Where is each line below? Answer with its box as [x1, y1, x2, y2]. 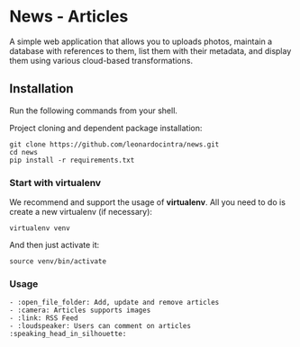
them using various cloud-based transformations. [9, 55, 194, 66]
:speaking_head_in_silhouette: [9, 330, 127, 339]
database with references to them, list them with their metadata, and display [9, 45, 292, 56]
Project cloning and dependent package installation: [9, 122, 203, 133]
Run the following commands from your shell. [9, 105, 178, 116]
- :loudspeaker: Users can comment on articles [9, 322, 192, 331]
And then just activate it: [9, 240, 100, 251]
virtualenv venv [9, 224, 70, 233]
